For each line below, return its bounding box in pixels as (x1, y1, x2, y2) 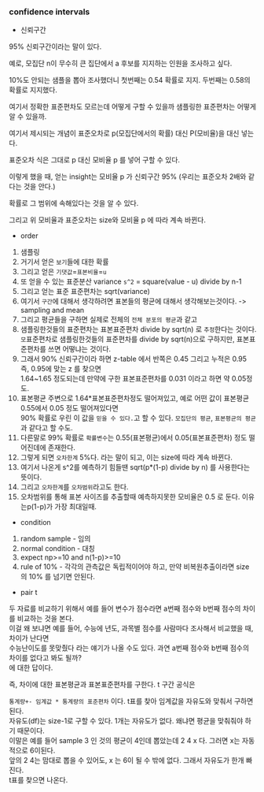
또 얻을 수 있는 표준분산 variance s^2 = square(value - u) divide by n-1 (20, 277, 242, 286)
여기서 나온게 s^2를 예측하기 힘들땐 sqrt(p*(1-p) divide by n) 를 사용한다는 (20, 463, 251, 472)
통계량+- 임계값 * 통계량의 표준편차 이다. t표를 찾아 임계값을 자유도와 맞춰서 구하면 (9, 697, 254, 706)
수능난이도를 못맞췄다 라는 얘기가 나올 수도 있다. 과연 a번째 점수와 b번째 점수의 (9, 643, 250, 653)
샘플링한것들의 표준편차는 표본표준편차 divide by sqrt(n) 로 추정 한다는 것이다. (20, 325, 257, 334)
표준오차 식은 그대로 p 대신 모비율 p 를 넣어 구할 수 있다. (9, 155, 180, 165)
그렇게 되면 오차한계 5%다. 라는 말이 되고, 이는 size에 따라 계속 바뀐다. (20, 452, 233, 463)
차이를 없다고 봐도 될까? (9, 653, 82, 663)
